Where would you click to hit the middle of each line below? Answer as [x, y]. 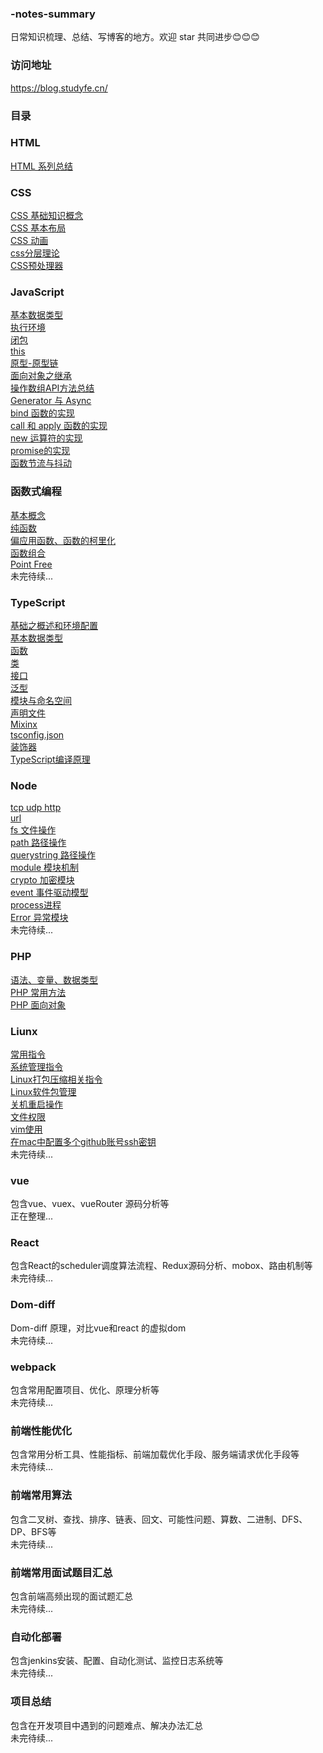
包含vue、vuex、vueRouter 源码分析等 [90, 1204]
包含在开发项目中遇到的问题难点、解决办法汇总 [106, 1725]
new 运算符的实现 [46, 438]
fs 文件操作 [33, 830]
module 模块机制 [44, 868]
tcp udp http [36, 808]
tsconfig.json [37, 735]
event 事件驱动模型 [49, 893]
